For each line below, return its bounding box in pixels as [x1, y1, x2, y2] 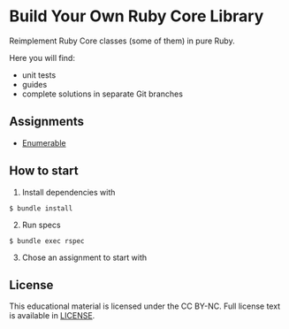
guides [21, 79, 48, 89]
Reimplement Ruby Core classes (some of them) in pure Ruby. [9, 35, 236, 46]
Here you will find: [9, 52, 75, 63]
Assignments [9, 114, 85, 129]
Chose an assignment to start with [21, 252, 148, 263]
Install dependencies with [21, 187, 116, 197]
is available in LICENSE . [9, 310, 95, 321]
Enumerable [21, 137, 66, 148]
